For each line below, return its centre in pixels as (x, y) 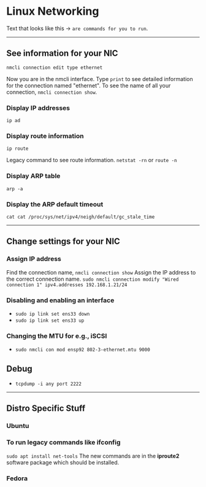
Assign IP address (34, 259)
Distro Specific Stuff (46, 409)
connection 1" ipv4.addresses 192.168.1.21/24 (67, 285)
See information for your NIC (62, 53)
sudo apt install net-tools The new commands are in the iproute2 (93, 456)
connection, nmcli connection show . (52, 92)
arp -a (15, 189)
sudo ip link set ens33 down (52, 314)
